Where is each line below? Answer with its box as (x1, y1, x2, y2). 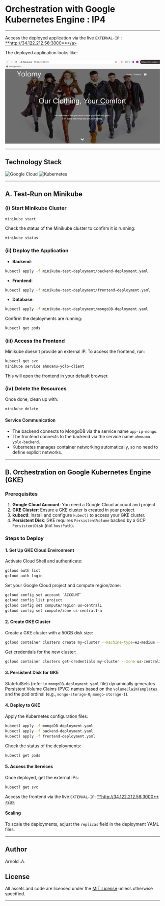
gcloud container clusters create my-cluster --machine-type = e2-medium (5, 640, 155, 645)
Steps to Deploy (5, 535, 44, 542)
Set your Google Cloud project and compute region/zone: (5, 583, 121, 589)
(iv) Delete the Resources (5, 385, 67, 392)
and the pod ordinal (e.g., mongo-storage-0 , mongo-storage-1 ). (5, 691, 129, 697)
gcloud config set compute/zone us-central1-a (5, 608, 102, 613)
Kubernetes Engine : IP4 (5, 14, 106, 25)
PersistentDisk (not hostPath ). (12, 523, 75, 528)
